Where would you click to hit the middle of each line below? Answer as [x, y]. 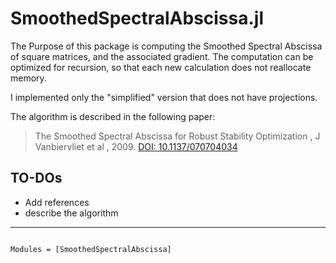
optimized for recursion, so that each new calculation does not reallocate [161, 67]
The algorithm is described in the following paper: [113, 116]
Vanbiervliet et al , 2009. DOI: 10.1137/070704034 [136, 146]
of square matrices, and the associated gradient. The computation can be [162, 56]
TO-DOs [36, 178]
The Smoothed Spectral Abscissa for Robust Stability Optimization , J [177, 136]
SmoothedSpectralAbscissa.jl [137, 18]
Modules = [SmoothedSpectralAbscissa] [91, 249]
